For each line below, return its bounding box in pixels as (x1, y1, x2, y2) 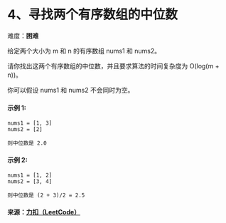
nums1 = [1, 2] (7, 172, 53, 179)
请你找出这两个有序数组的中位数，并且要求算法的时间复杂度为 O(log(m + (7, 61, 220, 70)
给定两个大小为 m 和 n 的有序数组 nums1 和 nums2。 (7, 46, 161, 55)
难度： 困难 (7, 31, 39, 40)
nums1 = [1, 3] (7, 120, 53, 127)
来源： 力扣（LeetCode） (7, 207, 80, 216)
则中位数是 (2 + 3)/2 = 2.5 (7, 192, 85, 199)
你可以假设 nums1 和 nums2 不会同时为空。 (7, 85, 134, 94)
